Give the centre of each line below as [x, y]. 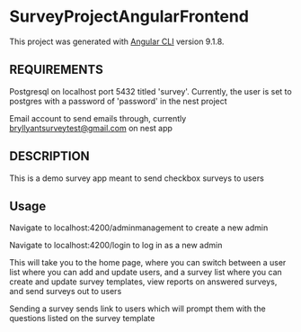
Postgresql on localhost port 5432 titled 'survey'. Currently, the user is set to [150, 91]
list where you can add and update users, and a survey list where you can [146, 273]
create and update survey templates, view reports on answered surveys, [143, 282]
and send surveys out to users [66, 292]
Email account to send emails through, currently [98, 118]
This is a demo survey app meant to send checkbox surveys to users [137, 178]
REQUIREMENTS [56, 70]
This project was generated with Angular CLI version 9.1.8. [117, 41]
